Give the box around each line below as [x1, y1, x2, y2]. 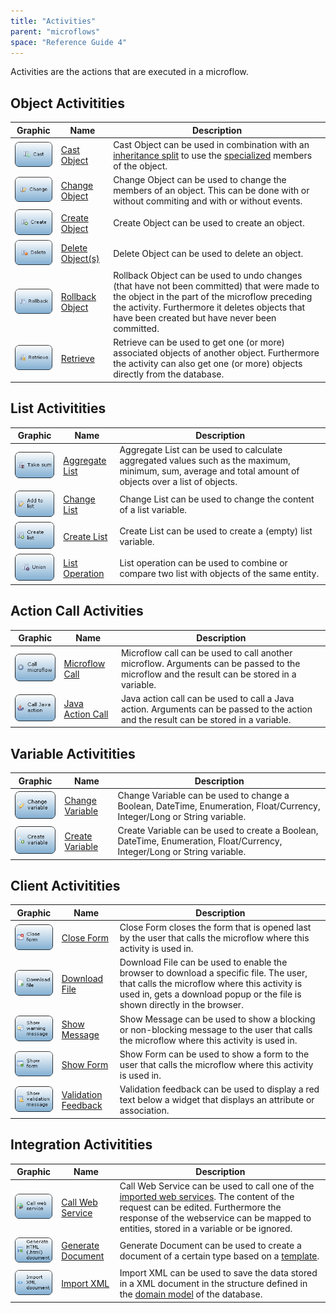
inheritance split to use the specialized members [113, 149, 313, 161]
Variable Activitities [10, 745, 136, 762]
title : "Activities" [10, 16, 97, 26]
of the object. [113, 160, 168, 172]
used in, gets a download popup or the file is [119, 988, 302, 1000]
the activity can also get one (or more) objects [113, 358, 303, 370]
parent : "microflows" [10, 26, 101, 37]
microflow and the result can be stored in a [120, 668, 297, 680]
